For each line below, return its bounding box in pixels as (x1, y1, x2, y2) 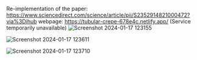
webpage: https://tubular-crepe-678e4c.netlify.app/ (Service (38, 18, 192, 25)
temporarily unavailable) (6, 24, 67, 31)
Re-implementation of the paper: (6, 5, 88, 12)
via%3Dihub (6, 18, 38, 25)
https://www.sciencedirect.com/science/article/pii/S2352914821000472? (6, 11, 190, 19)
